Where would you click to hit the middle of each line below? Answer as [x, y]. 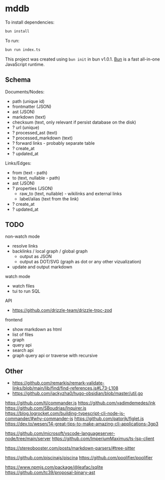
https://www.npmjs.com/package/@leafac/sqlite [54, 467]
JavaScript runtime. [25, 64]
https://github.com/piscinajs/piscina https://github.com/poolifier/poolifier [79, 458]
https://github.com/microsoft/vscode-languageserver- [60, 433]
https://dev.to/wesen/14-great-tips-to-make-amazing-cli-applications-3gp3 [82, 424]
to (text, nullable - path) [36, 178]
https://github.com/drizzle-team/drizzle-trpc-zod [62, 310]
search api [23, 351]
